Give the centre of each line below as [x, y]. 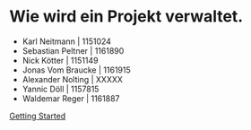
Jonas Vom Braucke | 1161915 [77, 70]
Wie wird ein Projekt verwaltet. [126, 17]
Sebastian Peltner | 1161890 [73, 50]
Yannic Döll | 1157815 [61, 89]
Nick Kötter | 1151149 [60, 60]
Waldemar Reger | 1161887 [71, 98]
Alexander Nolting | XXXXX [73, 79]
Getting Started [38, 116]
